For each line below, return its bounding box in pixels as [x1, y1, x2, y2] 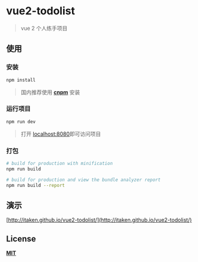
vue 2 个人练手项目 [20, 24, 68, 32]
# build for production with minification [6, 160, 113, 166]
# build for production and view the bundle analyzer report [6, 177, 161, 183]
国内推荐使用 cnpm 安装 [20, 88, 80, 96]
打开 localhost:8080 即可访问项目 [20, 130, 101, 138]
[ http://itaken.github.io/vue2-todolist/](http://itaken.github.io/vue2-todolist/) [6, 216, 192, 224]
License [6, 233, 36, 244]
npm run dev [6, 118, 36, 124]
